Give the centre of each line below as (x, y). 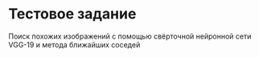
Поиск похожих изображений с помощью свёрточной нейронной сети (130, 36)
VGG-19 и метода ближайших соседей (74, 44)
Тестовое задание (72, 14)
